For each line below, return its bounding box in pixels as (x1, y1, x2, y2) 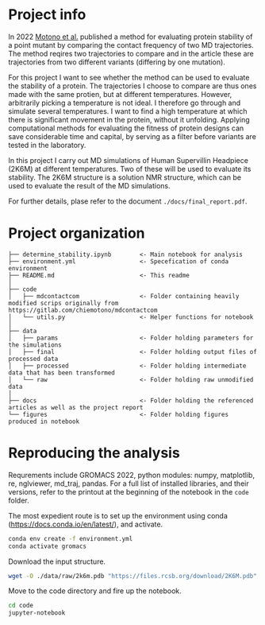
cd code (8, 602, 34, 610)
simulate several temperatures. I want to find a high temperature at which (8, 106, 248, 116)
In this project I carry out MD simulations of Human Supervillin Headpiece (8, 155, 248, 165)
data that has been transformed (8, 368, 115, 377)
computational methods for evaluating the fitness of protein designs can (8, 123, 244, 133)
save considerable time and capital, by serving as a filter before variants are (8, 131, 256, 141)
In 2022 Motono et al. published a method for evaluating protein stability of (8, 32, 253, 41)
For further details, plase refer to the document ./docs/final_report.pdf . (8, 196, 248, 206)
